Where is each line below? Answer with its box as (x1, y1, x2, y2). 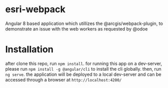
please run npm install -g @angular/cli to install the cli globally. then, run (5, 66, 161, 72)
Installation (5, 44, 54, 55)
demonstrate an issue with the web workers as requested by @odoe (5, 25, 148, 32)
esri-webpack (5, 4, 66, 15)
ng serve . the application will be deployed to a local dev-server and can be (5, 71, 161, 77)
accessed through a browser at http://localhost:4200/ (5, 76, 122, 82)
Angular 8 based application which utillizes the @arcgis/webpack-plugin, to (5, 20, 163, 26)
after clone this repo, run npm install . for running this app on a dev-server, (5, 60, 162, 67)
